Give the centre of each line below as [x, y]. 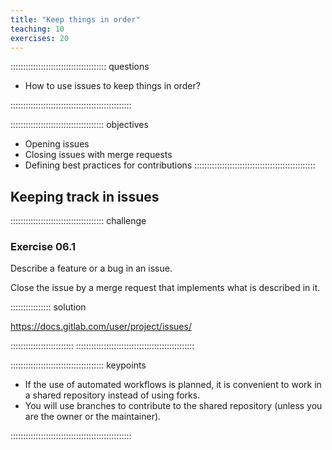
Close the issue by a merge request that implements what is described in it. [165, 288]
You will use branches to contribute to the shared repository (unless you [173, 406]
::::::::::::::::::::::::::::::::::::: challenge [78, 221]
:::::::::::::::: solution [48, 307]
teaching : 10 [37, 29]
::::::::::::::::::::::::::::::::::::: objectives [79, 125]
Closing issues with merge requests [98, 155]
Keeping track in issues [85, 196]
